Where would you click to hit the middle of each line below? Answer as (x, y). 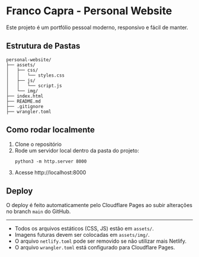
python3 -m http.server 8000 (51, 161)
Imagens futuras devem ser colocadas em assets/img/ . (82, 235)
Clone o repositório (38, 144)
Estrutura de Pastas (43, 46)
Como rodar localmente (51, 130)
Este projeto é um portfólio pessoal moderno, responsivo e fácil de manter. (97, 27)
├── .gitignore (25, 106)
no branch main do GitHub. (38, 211)
